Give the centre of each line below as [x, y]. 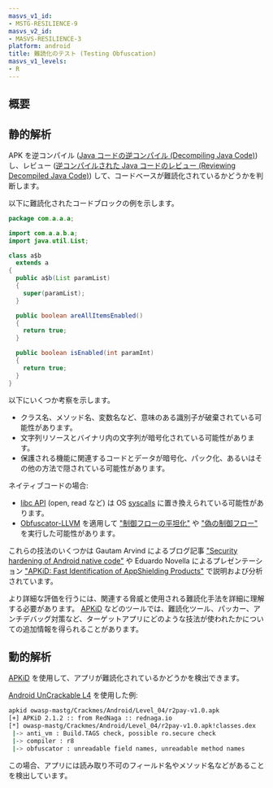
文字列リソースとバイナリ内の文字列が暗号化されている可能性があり [134, 437]
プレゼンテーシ [238, 560]
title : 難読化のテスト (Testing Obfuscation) [82, 54]
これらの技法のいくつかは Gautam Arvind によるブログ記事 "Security [123, 550]
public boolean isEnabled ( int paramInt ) [85, 353]
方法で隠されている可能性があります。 [105, 468]
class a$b [25, 256]
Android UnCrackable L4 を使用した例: [73, 695]
